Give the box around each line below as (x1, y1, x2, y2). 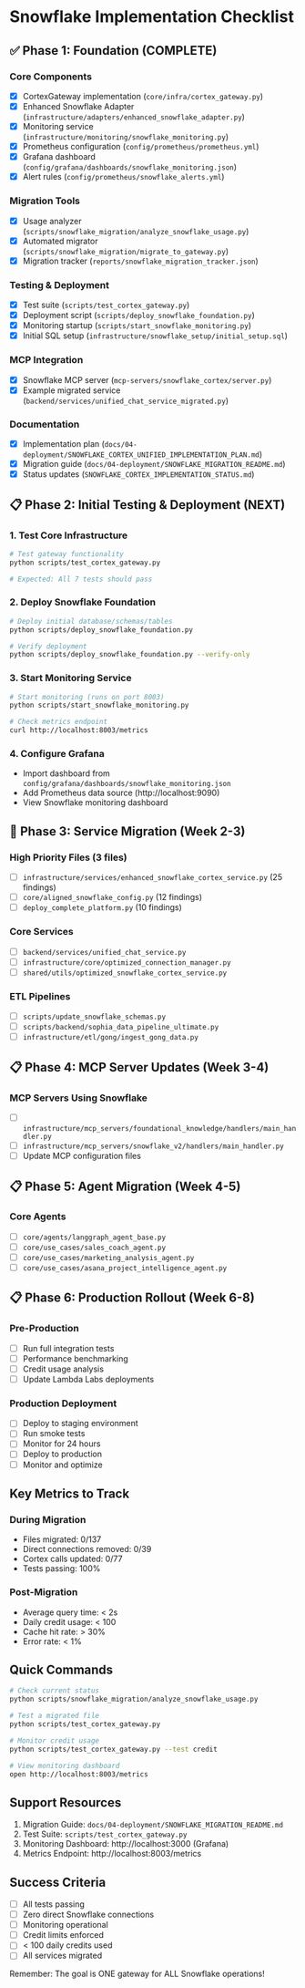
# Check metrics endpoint (9, 718, 107, 727)
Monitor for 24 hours (22, 1438, 101, 1449)
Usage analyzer (22, 215, 82, 226)
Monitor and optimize (22, 1459, 103, 1470)
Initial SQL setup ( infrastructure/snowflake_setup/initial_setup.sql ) (22, 330, 289, 341)
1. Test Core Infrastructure (9, 529, 128, 542)
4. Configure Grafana (9, 748, 105, 761)
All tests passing (22, 1899, 85, 1910)
